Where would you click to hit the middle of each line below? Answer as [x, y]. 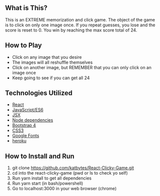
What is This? [26, 8]
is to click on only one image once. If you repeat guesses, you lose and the [80, 25]
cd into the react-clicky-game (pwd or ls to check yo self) [70, 173]
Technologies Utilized [39, 93]
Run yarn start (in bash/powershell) [48, 183]
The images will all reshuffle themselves [52, 62]
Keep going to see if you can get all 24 [51, 78]
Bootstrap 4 [24, 125]
